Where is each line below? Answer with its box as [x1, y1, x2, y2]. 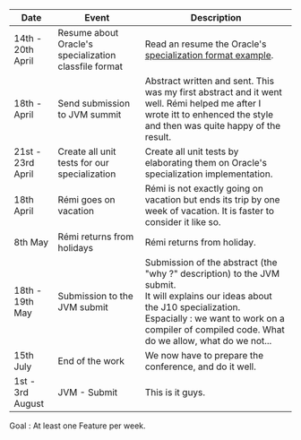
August [13, 398, 45, 410]
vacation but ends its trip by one [144, 194, 280, 205]
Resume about [57, 27, 119, 39]
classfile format [57, 60, 124, 73]
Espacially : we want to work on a [144, 313, 285, 324]
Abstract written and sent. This [144, 75, 275, 87]
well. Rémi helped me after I [144, 98, 262, 109]
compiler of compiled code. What [144, 324, 285, 335]
